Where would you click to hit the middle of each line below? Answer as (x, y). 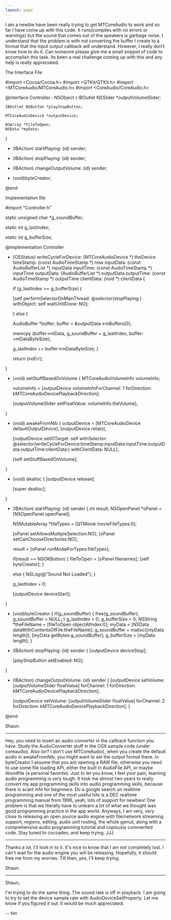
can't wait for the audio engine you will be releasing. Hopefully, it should (81, 853)
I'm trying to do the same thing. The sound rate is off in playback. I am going (85, 892)
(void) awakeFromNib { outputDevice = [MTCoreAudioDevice (77, 423)
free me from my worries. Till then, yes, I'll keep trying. (63, 858)
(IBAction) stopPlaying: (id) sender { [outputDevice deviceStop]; (80, 651)
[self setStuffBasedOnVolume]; (45, 459)
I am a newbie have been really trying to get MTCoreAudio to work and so (82, 24)
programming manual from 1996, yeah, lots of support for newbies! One (80, 800)
